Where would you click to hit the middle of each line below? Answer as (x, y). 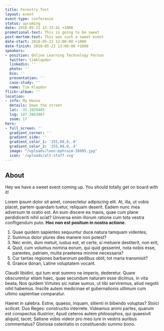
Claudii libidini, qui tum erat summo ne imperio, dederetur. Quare (70, 273)
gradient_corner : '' (30, 133)
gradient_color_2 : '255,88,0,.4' (44, 147)
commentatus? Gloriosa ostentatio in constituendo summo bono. (70, 324)
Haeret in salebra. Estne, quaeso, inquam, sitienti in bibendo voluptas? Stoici (82, 303)
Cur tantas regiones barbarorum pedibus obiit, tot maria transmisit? (80, 258)
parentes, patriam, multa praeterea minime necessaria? (68, 253)
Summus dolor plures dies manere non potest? (59, 237)
